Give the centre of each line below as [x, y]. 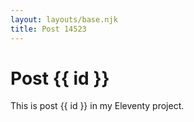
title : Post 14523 [48, 29]
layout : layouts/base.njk [64, 19]
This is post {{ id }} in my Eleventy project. [97, 106]
